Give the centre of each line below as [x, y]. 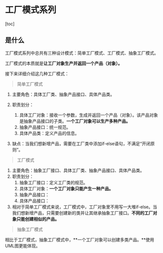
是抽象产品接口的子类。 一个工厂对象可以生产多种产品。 [75, 121]
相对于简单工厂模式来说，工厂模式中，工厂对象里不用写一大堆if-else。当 [84, 207]
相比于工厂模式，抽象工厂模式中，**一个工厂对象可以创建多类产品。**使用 [80, 239]
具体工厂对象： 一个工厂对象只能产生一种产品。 [66, 188]
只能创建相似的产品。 [38, 219]
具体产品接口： [34, 200]
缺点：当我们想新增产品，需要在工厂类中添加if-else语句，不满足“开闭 [81, 144]
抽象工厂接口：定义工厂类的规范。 [54, 182]
